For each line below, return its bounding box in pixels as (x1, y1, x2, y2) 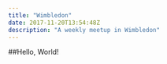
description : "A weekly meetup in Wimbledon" (8, 26, 160, 34)
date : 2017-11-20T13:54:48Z (8, 19, 101, 27)
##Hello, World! (8, 48, 59, 57)
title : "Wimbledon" (8, 11, 72, 20)
